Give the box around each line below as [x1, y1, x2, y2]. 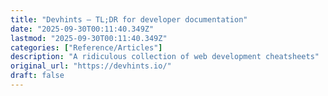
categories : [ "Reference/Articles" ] [10, 42, 163, 53]
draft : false [10, 71, 65, 81]
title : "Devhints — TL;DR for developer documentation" [10, 14, 248, 25]
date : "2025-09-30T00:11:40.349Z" [10, 24, 155, 34]
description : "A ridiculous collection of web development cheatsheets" [10, 52, 320, 62]
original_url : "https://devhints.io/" [10, 61, 172, 71]
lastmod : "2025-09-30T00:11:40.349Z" [10, 33, 168, 43]
